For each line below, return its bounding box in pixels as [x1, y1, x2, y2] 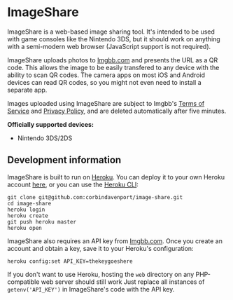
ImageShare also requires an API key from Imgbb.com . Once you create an [7, 236, 223, 245]
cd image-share [7, 200, 52, 207]
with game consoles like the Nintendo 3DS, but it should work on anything [7, 34, 220, 43]
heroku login [7, 206, 45, 213]
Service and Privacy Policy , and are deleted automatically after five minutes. [7, 107, 227, 115]
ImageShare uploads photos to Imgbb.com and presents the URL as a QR [7, 55, 218, 64]
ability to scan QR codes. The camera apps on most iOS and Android [7, 71, 205, 79]
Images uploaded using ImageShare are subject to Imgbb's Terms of [7, 99, 205, 107]
